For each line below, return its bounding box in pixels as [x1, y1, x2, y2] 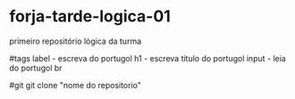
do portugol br [9, 62, 63, 73]
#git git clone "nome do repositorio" [9, 79, 141, 90]
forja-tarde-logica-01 [9, 6, 172, 27]
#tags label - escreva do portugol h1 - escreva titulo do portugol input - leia [9, 53, 286, 63]
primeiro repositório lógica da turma [9, 36, 142, 46]
